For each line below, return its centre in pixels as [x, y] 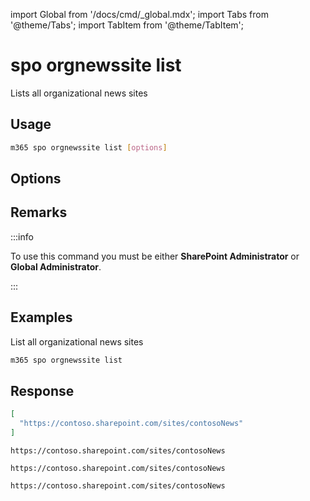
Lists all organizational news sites [79, 93]
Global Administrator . [56, 266]
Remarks [39, 212]
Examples [41, 317]
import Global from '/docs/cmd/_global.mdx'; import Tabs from [139, 14]
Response [42, 390]
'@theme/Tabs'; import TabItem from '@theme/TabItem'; [127, 25]
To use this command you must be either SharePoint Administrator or [155, 256]
